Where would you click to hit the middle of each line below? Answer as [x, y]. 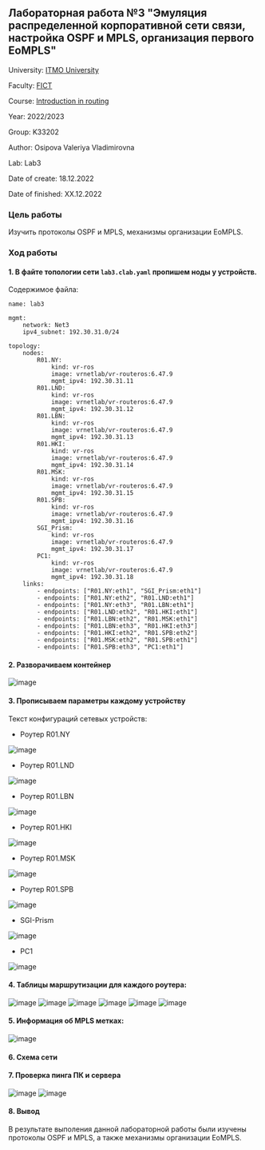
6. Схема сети [33, 1057]
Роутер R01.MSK [47, 858]
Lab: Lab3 [25, 162]
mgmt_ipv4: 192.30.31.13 [92, 437]
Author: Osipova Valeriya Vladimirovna [71, 147]
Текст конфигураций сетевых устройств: [78, 718]
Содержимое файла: [44, 289]
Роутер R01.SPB [47, 889]
